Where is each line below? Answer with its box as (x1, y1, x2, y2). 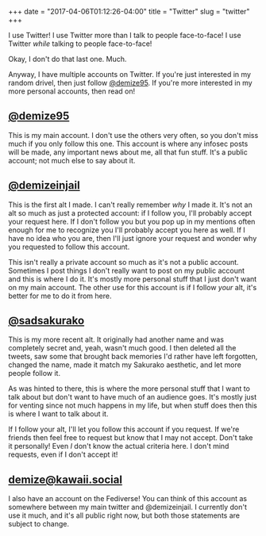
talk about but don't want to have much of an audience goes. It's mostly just (8, 392, 257, 402)
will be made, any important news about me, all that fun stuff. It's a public (8, 147, 248, 157)
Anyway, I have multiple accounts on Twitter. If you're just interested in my (8, 70, 252, 78)
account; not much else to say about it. (8, 155, 136, 165)
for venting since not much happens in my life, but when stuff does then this (8, 400, 258, 411)
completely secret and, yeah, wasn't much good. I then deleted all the (8, 343, 237, 353)
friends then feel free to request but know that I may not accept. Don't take (8, 433, 253, 442)
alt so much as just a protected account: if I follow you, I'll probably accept (8, 208, 253, 217)
